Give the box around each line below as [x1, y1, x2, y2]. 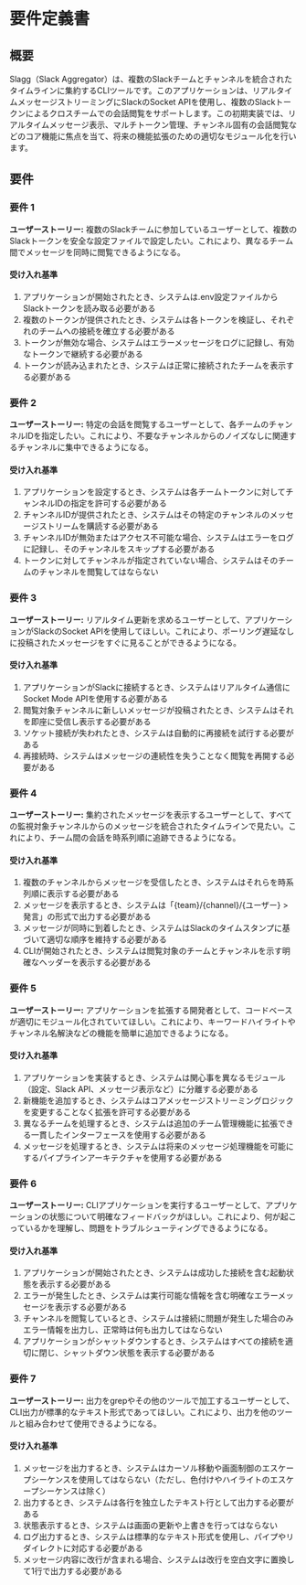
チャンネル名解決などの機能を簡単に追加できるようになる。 [9, 1027, 234, 1038]
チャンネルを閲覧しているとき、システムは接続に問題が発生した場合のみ [22, 1313, 294, 1324]
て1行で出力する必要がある [22, 1565, 123, 1576]
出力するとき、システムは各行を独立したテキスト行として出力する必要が [22, 1496, 294, 1507]
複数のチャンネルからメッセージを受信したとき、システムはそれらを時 [22, 877, 286, 888]
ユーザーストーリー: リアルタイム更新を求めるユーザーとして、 [9, 614, 245, 625]
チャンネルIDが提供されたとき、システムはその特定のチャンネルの [22, 509, 270, 520]
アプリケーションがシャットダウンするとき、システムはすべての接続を [22, 1336, 286, 1347]
